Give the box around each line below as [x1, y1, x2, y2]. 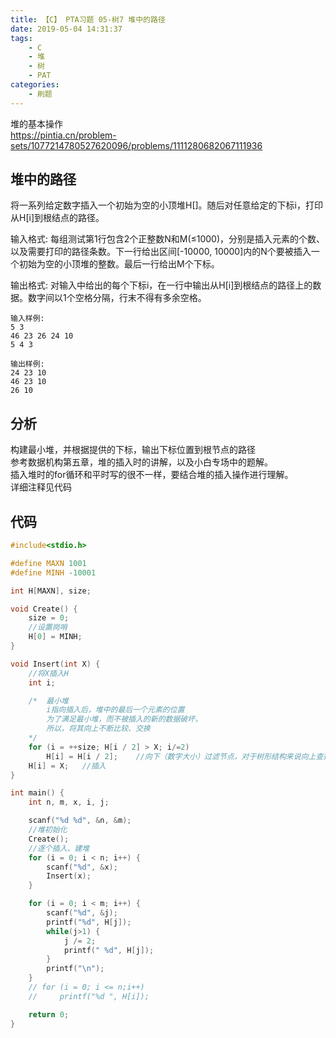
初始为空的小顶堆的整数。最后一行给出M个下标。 [18, 258, 220, 270]
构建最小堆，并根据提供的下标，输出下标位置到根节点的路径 [10, 444, 256, 456]
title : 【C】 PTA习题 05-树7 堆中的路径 [10, 14, 166, 25]
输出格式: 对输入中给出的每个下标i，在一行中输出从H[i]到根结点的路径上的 [10, 279, 313, 291]
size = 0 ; [28, 613, 70, 623]
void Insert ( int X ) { [10, 659, 101, 669]
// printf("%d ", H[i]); [28, 991, 150, 1001]
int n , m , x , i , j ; [28, 797, 110, 808]
